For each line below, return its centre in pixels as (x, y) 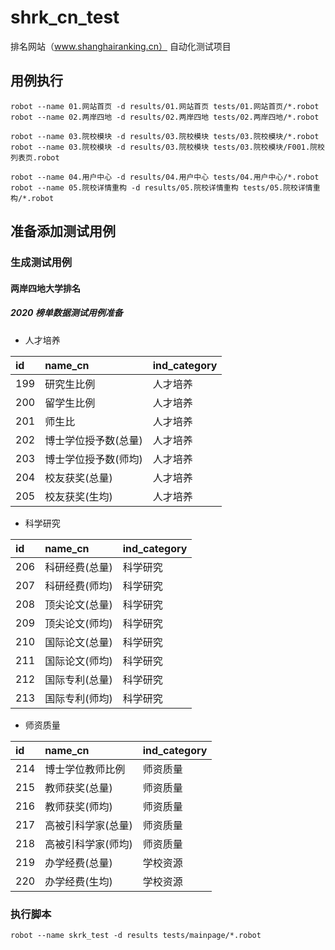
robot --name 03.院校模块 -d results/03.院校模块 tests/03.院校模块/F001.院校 (167, 147)
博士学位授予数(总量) (93, 440)
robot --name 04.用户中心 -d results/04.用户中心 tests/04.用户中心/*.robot (165, 177)
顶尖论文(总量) (78, 604)
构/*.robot (32, 198)
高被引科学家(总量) (88, 825)
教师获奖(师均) (78, 806)
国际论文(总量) (78, 642)
